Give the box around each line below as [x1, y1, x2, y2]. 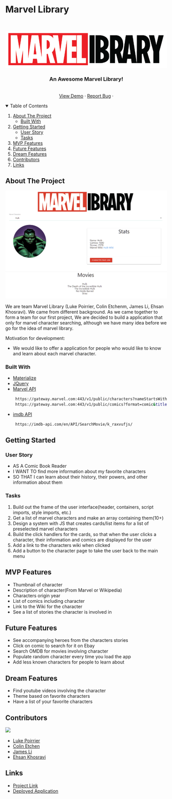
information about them [12, 479, 63, 486]
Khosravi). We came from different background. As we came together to [5, 309, 158, 315]
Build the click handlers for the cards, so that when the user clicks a [12, 531, 157, 537]
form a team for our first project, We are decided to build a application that [5, 314, 163, 320]
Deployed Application [12, 788, 59, 794]
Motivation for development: [5, 335, 65, 341]
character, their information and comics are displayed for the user [12, 537, 152, 543]
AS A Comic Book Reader [12, 463, 67, 469]
